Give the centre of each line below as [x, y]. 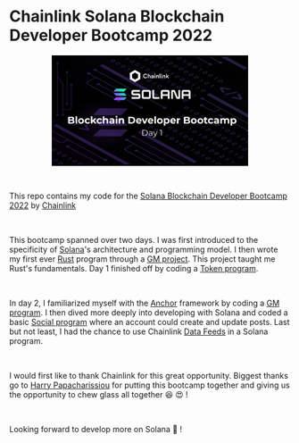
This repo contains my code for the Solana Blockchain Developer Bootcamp [149, 196]
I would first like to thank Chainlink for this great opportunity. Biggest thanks [149, 375]
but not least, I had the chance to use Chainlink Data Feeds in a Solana [139, 331]
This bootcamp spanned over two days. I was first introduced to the [134, 239]
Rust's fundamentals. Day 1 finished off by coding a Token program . [134, 268]
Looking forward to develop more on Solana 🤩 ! [96, 429]
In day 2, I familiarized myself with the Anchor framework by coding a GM [145, 303]
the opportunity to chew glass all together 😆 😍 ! [99, 394]
